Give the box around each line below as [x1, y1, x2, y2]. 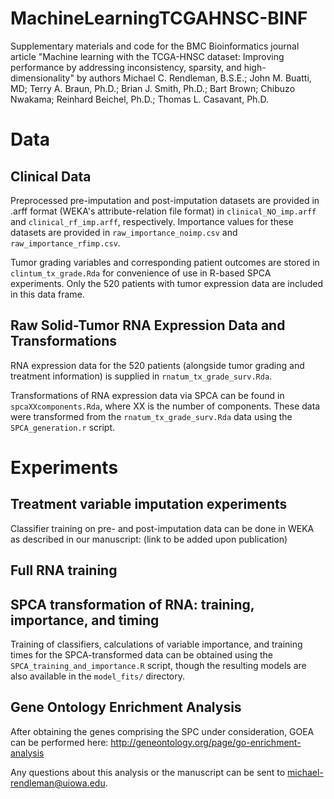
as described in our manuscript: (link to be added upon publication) [10, 533, 288, 545]
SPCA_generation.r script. [10, 421, 116, 433]
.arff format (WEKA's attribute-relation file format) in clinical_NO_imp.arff [10, 205, 317, 217]
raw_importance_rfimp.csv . [10, 237, 121, 249]
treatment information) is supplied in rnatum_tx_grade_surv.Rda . [10, 370, 273, 382]
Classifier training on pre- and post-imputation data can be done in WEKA [10, 522, 315, 534]
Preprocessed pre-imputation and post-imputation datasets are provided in [10, 194, 320, 206]
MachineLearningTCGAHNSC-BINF [10, 7, 308, 30]
